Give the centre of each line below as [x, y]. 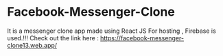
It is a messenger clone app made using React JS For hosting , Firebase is [111, 31]
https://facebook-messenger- [142, 38]
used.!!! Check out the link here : [53, 38]
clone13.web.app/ [32, 45]
